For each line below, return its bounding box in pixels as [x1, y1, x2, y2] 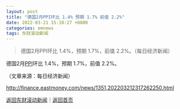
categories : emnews [6, 25, 54, 31]
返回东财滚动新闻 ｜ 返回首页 [6, 97, 74, 104]
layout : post [6, 8, 38, 15]
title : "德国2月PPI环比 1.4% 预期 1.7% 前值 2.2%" [6, 14, 125, 20]
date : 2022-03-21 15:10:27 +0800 [6, 19, 88, 25]
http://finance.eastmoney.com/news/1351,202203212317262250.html [6, 84, 175, 91]
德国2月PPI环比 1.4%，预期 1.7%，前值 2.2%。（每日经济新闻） [20, 48, 174, 55]
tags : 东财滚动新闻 [6, 31, 49, 37]
